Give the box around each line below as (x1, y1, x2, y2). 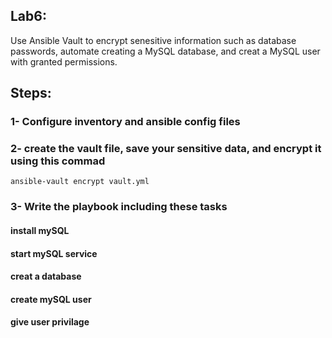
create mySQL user (10, 293, 92, 305)
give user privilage (10, 316, 90, 328)
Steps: (10, 85, 52, 102)
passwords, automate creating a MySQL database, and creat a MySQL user (10, 45, 321, 57)
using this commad (10, 154, 106, 168)
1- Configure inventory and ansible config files (10, 115, 241, 129)
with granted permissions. (10, 55, 118, 68)
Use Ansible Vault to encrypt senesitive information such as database (10, 34, 297, 46)
